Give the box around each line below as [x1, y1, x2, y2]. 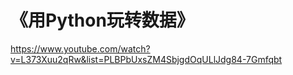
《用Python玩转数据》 [10, 9, 195, 32]
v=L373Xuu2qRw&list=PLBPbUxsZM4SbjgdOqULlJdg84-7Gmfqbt [10, 53, 283, 65]
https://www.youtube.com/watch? [10, 42, 151, 55]
